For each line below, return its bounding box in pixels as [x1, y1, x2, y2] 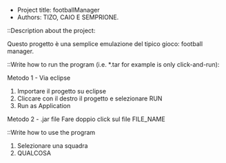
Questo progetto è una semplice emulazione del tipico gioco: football [7, 40, 203, 47]
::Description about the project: [7, 27, 96, 34]
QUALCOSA [17, 149, 52, 157]
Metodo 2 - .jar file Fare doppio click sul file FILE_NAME [7, 115, 165, 123]
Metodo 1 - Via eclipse [7, 74, 71, 82]
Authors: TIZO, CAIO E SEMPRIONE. [17, 13, 119, 21]
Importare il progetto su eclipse [17, 87, 107, 95]
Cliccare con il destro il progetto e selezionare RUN [17, 94, 163, 102]
